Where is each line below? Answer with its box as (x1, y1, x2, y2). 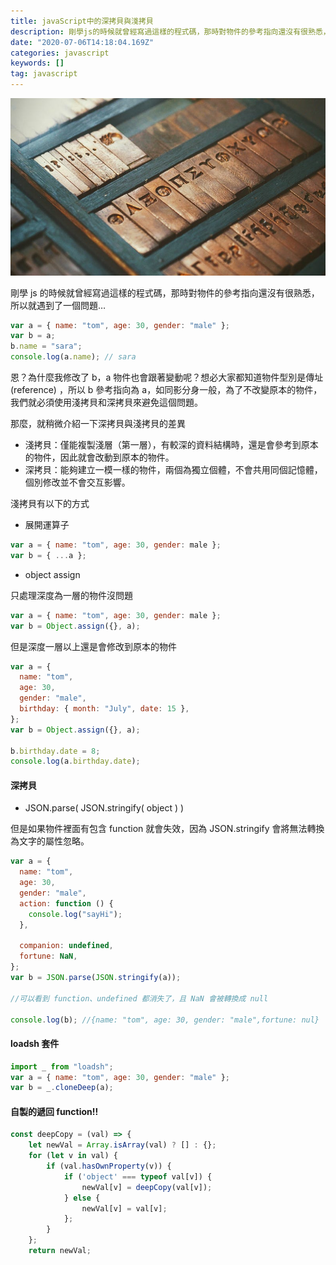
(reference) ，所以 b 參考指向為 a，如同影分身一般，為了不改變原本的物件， (10, 384, 323, 395)
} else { (63, 1193, 101, 1203)
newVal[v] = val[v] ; (81, 1203, 168, 1214)
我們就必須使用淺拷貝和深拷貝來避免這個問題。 (10, 396, 203, 408)
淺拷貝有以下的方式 (10, 498, 90, 509)
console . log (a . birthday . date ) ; (10, 756, 141, 767)
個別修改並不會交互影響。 (24, 476, 131, 488)
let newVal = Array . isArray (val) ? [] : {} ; (28, 1140, 217, 1150)
